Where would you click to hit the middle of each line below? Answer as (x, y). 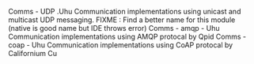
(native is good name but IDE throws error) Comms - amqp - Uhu (114, 28)
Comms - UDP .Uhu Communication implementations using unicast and (125, 11)
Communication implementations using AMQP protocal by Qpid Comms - (127, 36)
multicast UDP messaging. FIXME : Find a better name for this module (122, 20)
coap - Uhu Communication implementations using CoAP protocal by (121, 45)
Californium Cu (33, 53)
